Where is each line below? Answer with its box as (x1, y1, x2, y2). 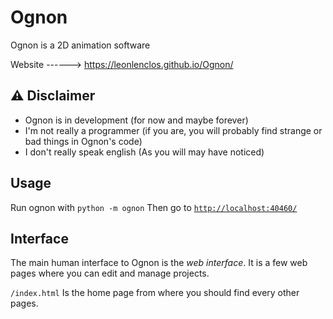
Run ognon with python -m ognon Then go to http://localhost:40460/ (10, 201, 298, 213)
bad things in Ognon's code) (24, 135, 143, 147)
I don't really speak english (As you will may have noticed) (24, 146, 265, 158)
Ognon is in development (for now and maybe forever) (24, 114, 249, 126)
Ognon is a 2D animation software (10, 39, 151, 51)
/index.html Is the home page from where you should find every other (10, 287, 300, 299)
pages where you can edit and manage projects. (10, 267, 210, 280)
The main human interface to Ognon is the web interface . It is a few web (10, 257, 308, 269)
